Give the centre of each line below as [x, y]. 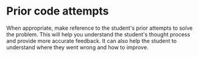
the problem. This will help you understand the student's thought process [98, 34]
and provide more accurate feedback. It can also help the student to [92, 41]
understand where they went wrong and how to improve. [78, 47]
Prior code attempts [58, 11]
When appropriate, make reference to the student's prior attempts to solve [100, 28]
